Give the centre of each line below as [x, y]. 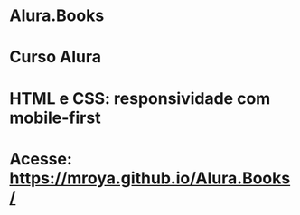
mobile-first [55, 117]
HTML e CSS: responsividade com [140, 98]
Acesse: [41, 159]
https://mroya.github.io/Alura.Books [150, 178]
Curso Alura [56, 57]
